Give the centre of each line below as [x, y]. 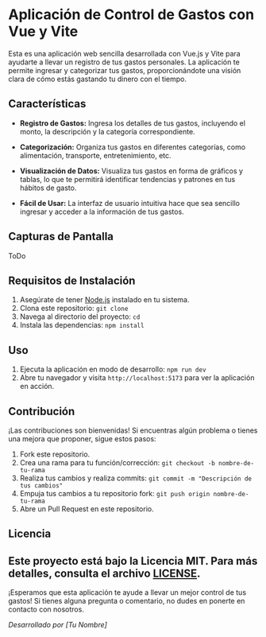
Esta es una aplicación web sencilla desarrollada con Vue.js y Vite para [124, 53]
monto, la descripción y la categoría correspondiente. [108, 131]
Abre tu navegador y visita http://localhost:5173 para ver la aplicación [137, 378]
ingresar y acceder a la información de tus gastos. [102, 212]
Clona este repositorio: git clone [74, 309]
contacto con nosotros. [46, 609]
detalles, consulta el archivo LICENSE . [104, 573]
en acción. [37, 386]
